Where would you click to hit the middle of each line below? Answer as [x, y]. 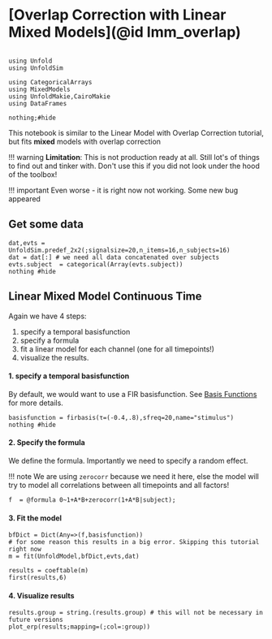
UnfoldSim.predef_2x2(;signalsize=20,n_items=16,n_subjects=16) [119, 250]
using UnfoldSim [36, 68]
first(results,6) [38, 578]
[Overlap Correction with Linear [117, 15]
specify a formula [50, 340]
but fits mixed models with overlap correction [84, 141]
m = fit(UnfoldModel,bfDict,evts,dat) [74, 557]
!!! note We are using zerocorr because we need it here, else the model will [134, 476]
